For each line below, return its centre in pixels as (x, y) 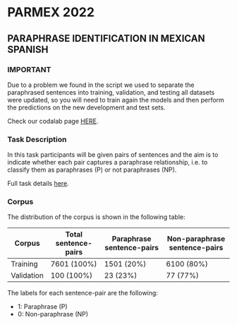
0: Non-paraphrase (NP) (53, 314)
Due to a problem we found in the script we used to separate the (101, 85)
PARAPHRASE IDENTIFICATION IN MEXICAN (106, 39)
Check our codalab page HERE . (53, 121)
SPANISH (28, 49)
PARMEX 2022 (51, 12)
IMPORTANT (29, 69)
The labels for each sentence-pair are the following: (83, 293)
